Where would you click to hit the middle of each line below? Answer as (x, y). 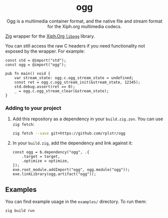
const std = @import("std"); (36, 60)
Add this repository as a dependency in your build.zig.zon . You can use (88, 119)
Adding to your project (33, 108)
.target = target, (41, 157)
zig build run (20, 210)
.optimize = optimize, (46, 161)
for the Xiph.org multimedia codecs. (85, 26)
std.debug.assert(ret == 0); (45, 87)
